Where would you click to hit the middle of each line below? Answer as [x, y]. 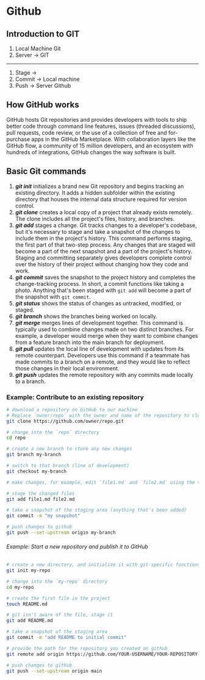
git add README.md [30, 621]
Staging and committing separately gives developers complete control [103, 258]
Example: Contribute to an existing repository [75, 397]
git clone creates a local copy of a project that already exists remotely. [104, 212]
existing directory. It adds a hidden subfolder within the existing [95, 192]
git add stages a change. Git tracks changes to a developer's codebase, [106, 225]
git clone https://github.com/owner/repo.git [65, 421]
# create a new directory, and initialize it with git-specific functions [103, 565]
